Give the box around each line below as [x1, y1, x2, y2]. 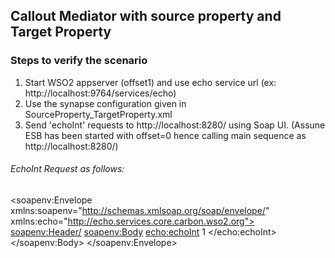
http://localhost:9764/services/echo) [24, 87, 177, 99]
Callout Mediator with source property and [10, 8, 282, 25]
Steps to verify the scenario [10, 54, 148, 68]
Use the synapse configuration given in [24, 97, 187, 109]
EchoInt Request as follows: [10, 163, 125, 175]
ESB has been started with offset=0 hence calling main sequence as [24, 129, 307, 141]
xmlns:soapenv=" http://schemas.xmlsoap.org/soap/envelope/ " [10, 204, 270, 216]
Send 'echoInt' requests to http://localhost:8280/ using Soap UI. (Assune [24, 119, 326, 131]
